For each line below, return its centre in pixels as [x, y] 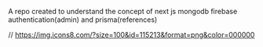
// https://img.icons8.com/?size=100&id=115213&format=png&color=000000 [131, 35]
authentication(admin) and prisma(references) [83, 20]
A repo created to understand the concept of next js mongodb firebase [123, 11]
